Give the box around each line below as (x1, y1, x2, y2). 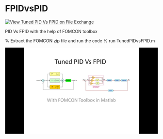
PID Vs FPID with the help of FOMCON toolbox (5, 28, 98, 34)
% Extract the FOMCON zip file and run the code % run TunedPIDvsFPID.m (5, 37, 155, 44)
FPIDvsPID (5, 3, 49, 14)
